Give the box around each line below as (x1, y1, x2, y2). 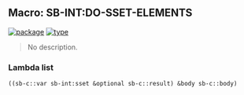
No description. (27, 42, 78, 52)
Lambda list (8, 62, 54, 73)
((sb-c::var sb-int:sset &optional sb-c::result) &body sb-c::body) (8, 80, 238, 88)
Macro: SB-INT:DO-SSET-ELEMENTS (8, 6, 193, 20)
